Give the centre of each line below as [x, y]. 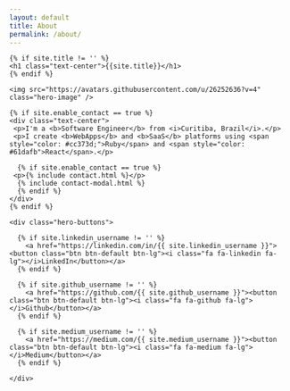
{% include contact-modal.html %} [81, 184]
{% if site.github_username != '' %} [87, 285]
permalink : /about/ [46, 34]
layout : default [39, 17]
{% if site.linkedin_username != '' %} [91, 238]
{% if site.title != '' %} [59, 59]
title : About [33, 26]
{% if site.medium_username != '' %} [87, 332]
